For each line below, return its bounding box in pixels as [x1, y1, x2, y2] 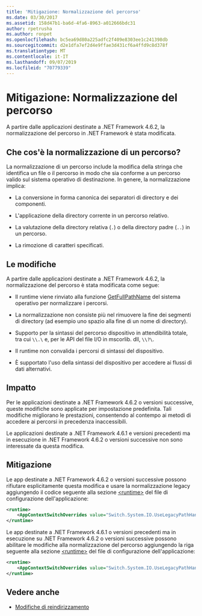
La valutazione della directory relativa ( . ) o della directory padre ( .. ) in [14, 224, 191, 231]
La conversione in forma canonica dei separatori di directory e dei [14, 194, 179, 202]
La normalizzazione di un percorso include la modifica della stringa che [6, 163, 183, 170]
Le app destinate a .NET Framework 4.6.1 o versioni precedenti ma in [6, 529, 176, 536]
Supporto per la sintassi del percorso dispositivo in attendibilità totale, [14, 329, 188, 336]
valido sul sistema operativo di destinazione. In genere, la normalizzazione [6, 176, 191, 183]
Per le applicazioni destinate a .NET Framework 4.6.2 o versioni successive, [6, 398, 194, 406]
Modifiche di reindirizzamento [14, 603, 90, 611]
